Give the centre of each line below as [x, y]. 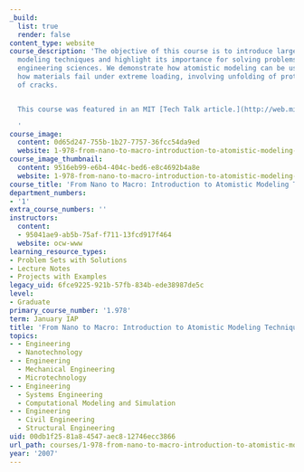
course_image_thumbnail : [56, 159]
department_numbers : [48, 193]
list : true [38, 26]
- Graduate [30, 302]
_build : [24, 18]
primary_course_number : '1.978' [70, 310]
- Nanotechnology [50, 353]
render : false [44, 34]
